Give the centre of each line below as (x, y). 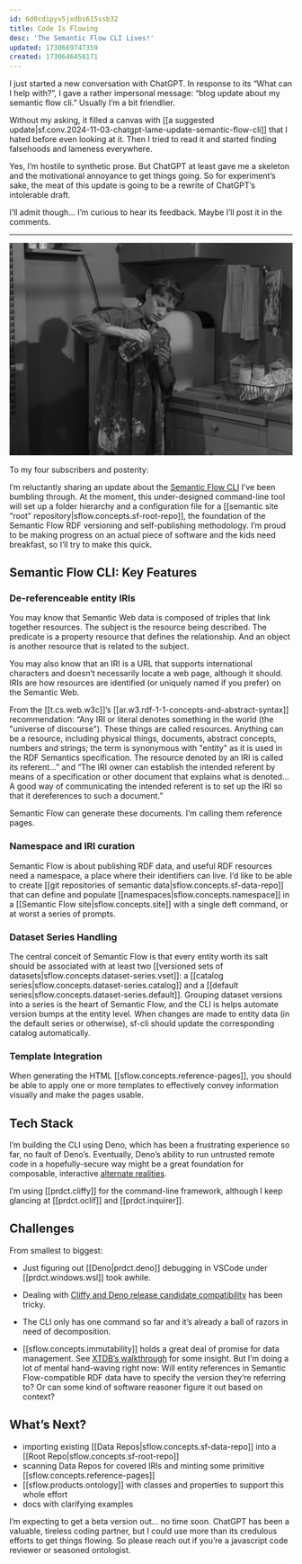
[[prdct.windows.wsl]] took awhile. (86, 1277)
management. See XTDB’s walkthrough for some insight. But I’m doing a (155, 1358)
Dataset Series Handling (63, 937)
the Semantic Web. (44, 693)
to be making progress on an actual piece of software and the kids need (142, 534)
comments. (30, 222)
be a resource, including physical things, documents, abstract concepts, (143, 738)
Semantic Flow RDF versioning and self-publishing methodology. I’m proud (147, 525)
